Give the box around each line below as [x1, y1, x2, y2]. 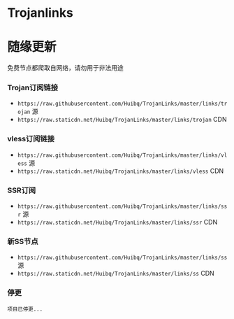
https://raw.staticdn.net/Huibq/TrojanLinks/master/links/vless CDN [17, 166, 224, 175]
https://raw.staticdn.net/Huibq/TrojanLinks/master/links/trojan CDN [17, 115, 227, 124]
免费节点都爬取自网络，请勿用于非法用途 [7, 64, 124, 72]
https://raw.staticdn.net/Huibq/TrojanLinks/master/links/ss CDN [17, 269, 214, 278]
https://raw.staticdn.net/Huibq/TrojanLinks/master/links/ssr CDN [17, 218, 218, 227]
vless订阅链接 [7, 134, 54, 144]
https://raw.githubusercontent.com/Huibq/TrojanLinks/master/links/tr [17, 100, 228, 108]
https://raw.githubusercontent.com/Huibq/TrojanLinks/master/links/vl [17, 152, 228, 159]
